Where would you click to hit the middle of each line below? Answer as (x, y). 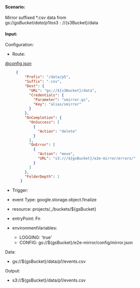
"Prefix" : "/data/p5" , (47, 77)
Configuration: (19, 45)
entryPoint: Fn (26, 218)
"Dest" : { (35, 86)
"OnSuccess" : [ (44, 122)
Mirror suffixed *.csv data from (36, 18)
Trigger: (20, 190)
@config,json (18, 64)
